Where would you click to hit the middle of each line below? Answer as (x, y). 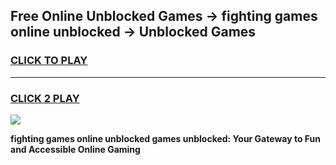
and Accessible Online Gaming (75, 149)
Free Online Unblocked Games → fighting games (164, 16)
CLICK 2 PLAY (45, 98)
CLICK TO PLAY (49, 61)
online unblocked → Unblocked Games (133, 32)
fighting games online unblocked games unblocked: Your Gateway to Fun (165, 138)
